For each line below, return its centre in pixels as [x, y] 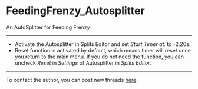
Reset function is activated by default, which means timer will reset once [103, 50]
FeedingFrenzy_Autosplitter [76, 11]
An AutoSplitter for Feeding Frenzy [48, 27]
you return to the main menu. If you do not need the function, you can [99, 57]
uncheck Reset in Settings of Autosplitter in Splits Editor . [83, 62]
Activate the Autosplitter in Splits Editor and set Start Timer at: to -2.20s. [103, 44]
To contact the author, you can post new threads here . [72, 80]
